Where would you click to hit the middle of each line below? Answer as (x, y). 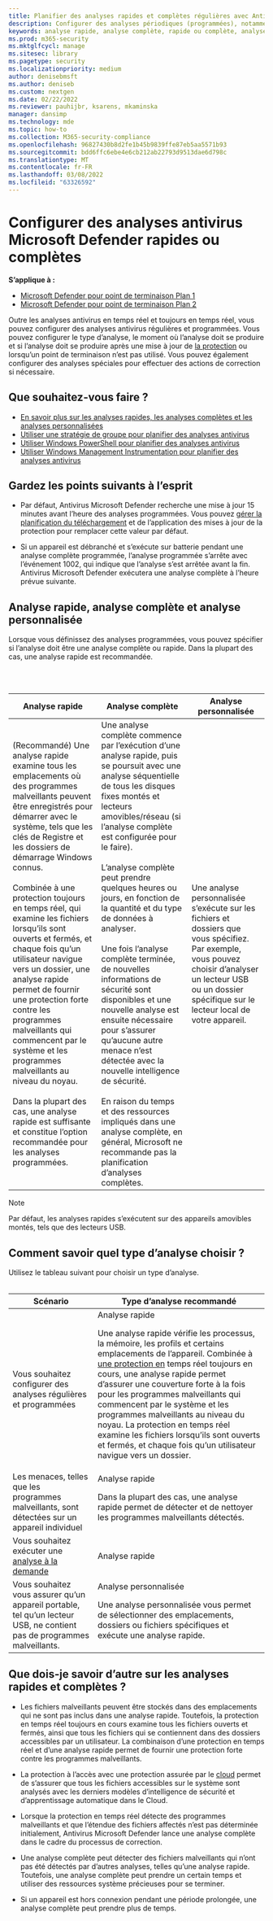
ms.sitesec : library (43, 54)
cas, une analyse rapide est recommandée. (80, 657)
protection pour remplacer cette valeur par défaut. (104, 531)
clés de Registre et (48, 837)
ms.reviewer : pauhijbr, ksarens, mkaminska (83, 107)
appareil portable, (46, 1605)
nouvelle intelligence (141, 1071)
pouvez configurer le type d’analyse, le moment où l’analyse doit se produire (136, 337)
